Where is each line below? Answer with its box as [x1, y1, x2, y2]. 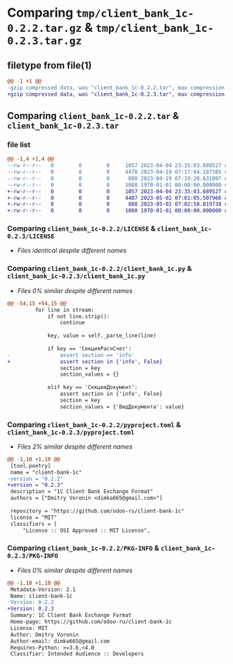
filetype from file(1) [7, 59, 92, 71]
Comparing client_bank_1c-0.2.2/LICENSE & [7, 224, 156, 233]
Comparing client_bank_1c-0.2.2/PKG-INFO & [7, 543, 159, 553]
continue [60, 319, 85, 326]
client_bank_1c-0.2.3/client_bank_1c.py [7, 272, 146, 281]
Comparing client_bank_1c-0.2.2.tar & [7, 110, 179, 122]
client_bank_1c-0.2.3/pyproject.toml [7, 429, 135, 436]
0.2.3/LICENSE [7, 233, 55, 240]
